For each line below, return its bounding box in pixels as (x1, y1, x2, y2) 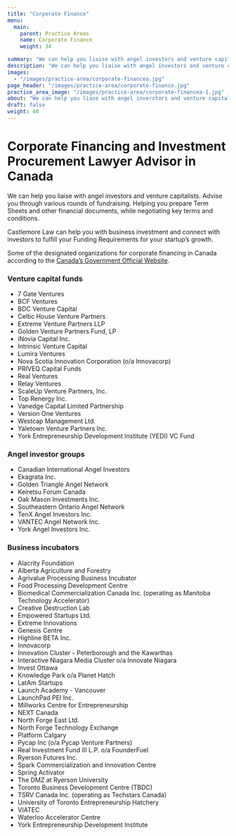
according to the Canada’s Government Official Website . (7, 256, 170, 265)
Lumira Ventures (17, 350, 65, 358)
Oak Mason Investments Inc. (17, 495, 100, 504)
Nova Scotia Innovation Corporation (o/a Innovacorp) (17, 357, 171, 366)
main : (13, 23, 30, 30)
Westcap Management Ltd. (17, 417, 96, 426)
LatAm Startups (17, 678, 63, 687)
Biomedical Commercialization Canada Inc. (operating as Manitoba (17, 588, 211, 597)
